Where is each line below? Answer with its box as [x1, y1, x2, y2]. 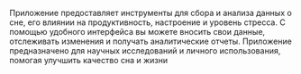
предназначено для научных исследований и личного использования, [9, 45, 281, 56]
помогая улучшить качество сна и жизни [9, 55, 169, 65]
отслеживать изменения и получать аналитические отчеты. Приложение [9, 36, 293, 46]
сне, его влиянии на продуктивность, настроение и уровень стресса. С [9, 17, 286, 28]
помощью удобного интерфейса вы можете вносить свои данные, [9, 27, 266, 37]
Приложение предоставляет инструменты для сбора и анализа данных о [9, 8, 293, 18]
